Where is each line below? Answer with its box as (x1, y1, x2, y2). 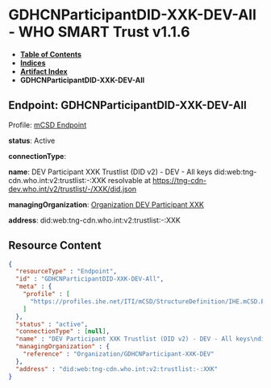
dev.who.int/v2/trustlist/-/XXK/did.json (8, 184, 137, 194)
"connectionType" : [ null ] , (15, 328, 110, 336)
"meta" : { (15, 282, 52, 291)
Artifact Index (19, 66, 68, 76)
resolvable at (107, 175, 152, 185)
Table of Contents (19, 49, 82, 59)
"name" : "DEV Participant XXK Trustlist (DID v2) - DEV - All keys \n (15, 335, 258, 344)
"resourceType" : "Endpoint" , (15, 268, 117, 276)
